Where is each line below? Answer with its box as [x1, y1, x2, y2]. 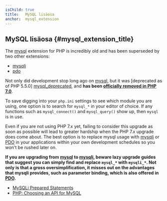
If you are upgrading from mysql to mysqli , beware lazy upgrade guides [5, 154, 156, 160]
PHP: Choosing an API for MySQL [12, 190, 81, 196]
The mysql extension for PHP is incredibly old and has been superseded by [5, 48, 160, 54]
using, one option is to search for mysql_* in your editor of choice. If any [5, 103, 153, 109]
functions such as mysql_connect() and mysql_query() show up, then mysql [5, 109, 159, 115]
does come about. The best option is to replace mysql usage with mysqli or [5, 134, 160, 140]
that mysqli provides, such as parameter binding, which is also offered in [5, 170, 159, 176]
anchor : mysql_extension [5, 16, 59, 21]
